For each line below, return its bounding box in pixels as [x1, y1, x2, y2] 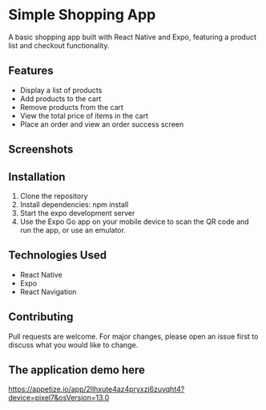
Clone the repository [19, 191, 88, 201]
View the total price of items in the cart [19, 111, 148, 120]
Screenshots [8, 143, 74, 156]
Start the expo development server [19, 208, 135, 217]
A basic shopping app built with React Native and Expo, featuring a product [8, 32, 257, 42]
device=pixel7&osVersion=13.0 [8, 393, 110, 403]
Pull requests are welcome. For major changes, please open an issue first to [8, 331, 259, 341]
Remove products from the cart [19, 102, 124, 112]
